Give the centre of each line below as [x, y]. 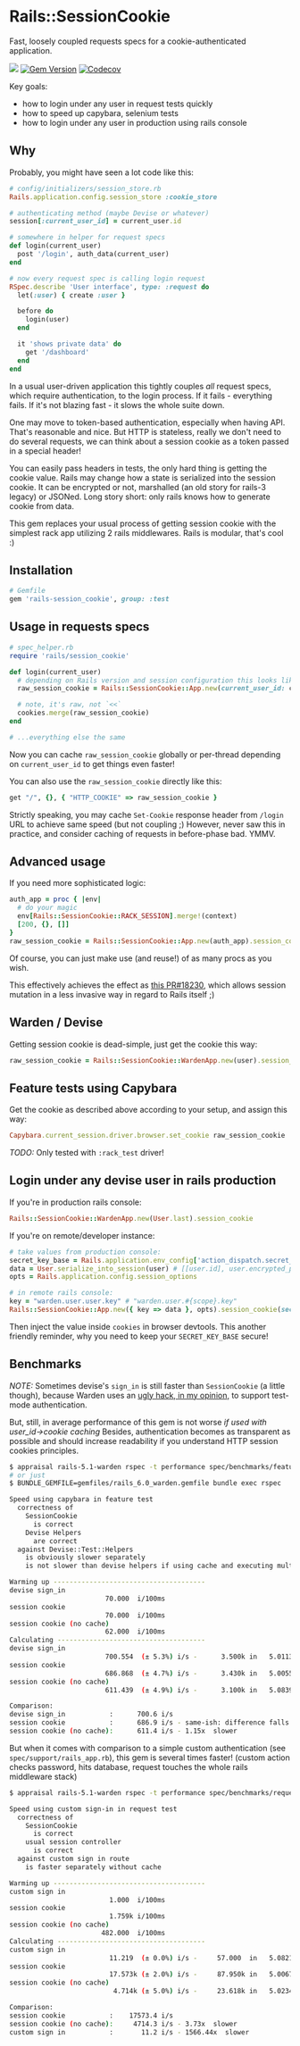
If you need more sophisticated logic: [78, 883]
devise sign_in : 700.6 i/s [92, 1715]
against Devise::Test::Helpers [75, 1549]
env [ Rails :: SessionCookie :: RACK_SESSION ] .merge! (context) [128, 916]
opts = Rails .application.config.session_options [104, 1277]
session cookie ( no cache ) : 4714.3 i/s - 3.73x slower [124, 2024]
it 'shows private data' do [70, 344]
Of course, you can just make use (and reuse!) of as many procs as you [141, 958]
